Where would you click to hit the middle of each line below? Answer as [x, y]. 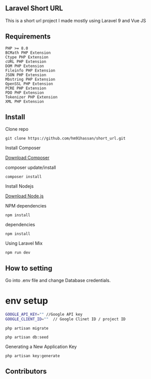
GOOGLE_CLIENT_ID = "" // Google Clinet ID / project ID [65, 319]
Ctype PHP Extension [27, 57]
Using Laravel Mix [24, 244]
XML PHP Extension [25, 101]
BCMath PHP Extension [28, 53]
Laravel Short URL [34, 8]
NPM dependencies [26, 206]
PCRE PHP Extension [26, 88]
